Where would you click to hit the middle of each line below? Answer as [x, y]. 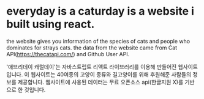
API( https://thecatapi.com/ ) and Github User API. [68, 54]
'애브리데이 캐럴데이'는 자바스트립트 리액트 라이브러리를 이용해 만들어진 [92, 67]
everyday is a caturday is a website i [100, 11]
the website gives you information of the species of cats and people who [98, 41]
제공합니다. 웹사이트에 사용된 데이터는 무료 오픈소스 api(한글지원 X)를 [100, 82]
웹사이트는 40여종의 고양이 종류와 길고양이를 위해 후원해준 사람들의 [111, 74]
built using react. [51, 24]
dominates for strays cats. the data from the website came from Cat [92, 48]
